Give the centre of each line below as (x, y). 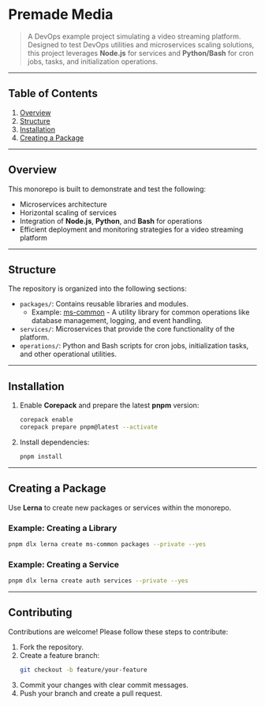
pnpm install (41, 456)
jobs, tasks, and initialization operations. (93, 61)
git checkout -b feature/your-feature (83, 670)
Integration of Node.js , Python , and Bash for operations (111, 221)
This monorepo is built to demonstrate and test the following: (107, 189)
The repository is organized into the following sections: (97, 288)
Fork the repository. (52, 647)
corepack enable (46, 420)
